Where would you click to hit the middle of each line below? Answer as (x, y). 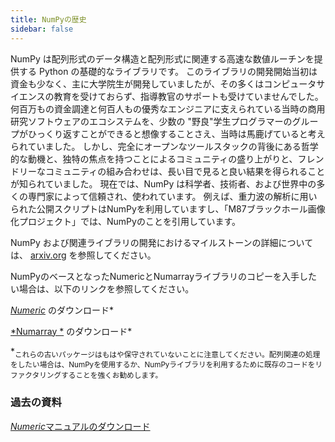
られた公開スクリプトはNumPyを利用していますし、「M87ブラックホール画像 (168, 208)
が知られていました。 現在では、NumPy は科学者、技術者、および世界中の (163, 183)
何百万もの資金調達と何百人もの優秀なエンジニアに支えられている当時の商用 (168, 108)
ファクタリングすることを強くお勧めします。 (86, 376)
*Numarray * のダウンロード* (71, 331)
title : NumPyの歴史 (48, 19)
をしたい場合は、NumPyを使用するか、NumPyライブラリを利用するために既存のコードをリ (166, 365)
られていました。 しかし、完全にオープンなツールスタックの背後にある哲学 (164, 146)
